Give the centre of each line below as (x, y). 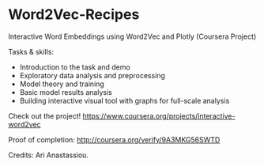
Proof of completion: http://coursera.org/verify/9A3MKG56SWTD (114, 139)
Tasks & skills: (31, 51)
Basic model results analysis (66, 92)
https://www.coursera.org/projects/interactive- (159, 115)
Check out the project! (45, 115)
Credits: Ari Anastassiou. (49, 155)
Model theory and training (62, 84)
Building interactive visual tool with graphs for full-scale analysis (124, 100)
